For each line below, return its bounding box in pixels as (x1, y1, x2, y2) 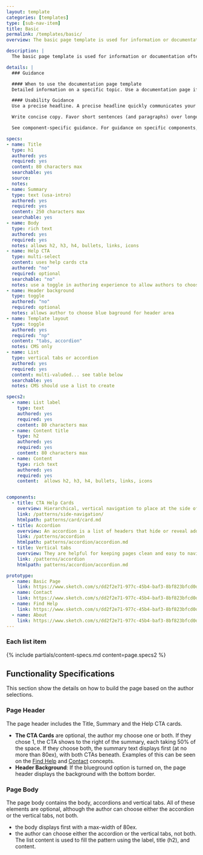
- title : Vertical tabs (11, 545, 71, 551)
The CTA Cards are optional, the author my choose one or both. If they (14, 732, 192, 739)
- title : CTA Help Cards (11, 500, 74, 506)
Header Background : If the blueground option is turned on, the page (14, 764, 186, 771)
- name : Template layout (6, 315, 69, 321)
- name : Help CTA (6, 248, 50, 254)
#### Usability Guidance (11, 97, 74, 103)
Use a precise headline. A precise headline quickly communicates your (11, 103, 196, 109)
